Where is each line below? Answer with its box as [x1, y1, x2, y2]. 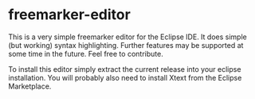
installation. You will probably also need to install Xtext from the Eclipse [8, 73, 242, 82]
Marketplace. [8, 81, 52, 91]
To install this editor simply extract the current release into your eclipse [8, 64, 241, 73]
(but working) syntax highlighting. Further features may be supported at [8, 40, 244, 49]
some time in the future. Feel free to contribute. [8, 49, 163, 58]
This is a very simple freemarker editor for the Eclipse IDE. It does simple [8, 32, 247, 42]
